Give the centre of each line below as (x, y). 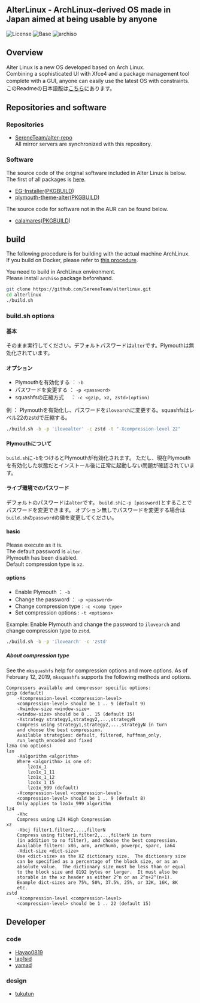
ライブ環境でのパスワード (38, 488)
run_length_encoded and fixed (55, 740)
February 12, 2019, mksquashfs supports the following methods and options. (99, 676)
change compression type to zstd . (49, 631)
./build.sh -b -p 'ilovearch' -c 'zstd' (57, 642)
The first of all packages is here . (46, 179)
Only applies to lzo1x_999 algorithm (64, 803)
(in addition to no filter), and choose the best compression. (98, 840)
